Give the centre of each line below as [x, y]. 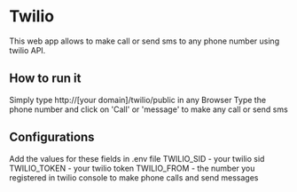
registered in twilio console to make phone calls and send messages [134, 177]
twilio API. [27, 50]
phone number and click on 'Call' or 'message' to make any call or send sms [148, 109]
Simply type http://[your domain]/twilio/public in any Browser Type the [138, 100]
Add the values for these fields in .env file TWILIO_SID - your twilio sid [137, 158]
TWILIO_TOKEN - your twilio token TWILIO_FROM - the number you [132, 168]
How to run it [45, 79]
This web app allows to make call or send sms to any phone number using [145, 41]
